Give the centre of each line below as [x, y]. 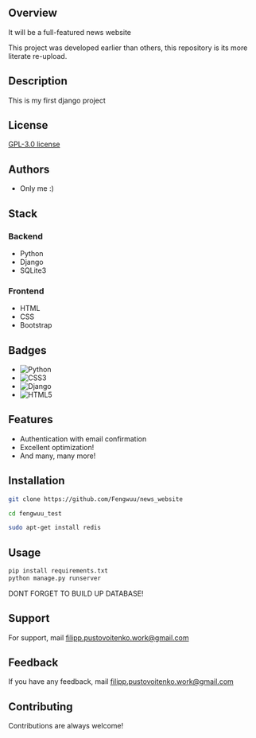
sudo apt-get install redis [55, 528]
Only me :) [37, 188]
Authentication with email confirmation [83, 439]
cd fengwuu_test [35, 513]
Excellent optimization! [57, 447]
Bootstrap [36, 325]
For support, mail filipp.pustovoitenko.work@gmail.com [99, 637]
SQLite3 [33, 270]
